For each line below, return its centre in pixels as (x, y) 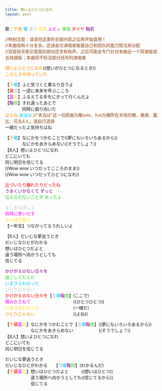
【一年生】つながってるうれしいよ (39, 226)
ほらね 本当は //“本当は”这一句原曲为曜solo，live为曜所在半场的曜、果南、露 (81, 115)
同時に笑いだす (20, 213)
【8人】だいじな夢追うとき (32, 236)
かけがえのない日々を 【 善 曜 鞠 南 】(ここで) (47, 295)
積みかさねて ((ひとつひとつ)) (55, 301)
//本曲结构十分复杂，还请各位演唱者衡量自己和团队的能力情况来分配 (73, 45)
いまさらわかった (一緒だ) (47, 308)
